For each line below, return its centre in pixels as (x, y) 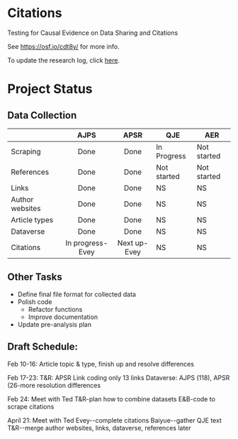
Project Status (50, 89)
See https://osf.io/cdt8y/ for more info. (63, 46)
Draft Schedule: (43, 347)
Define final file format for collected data (77, 294)
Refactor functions (55, 309)
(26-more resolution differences (54, 385)
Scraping (26, 151)
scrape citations (31, 406)
